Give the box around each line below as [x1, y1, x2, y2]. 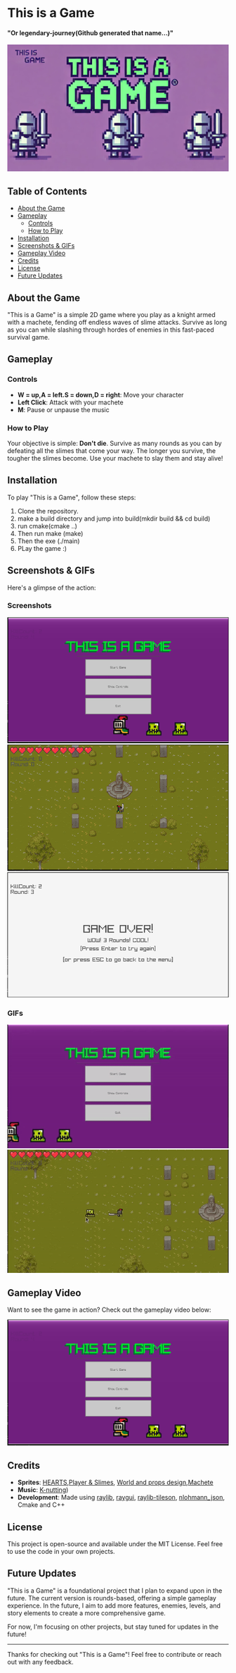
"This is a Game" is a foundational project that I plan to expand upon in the [7, 1586, 223, 1595]
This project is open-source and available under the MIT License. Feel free [7, 1540, 223, 1548]
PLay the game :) [17, 544, 67, 552]
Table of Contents [7, 185, 88, 197]
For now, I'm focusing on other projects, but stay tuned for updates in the [7, 1622, 219, 1631]
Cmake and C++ [17, 1500, 65, 1509]
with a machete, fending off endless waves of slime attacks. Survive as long [7, 318, 227, 326]
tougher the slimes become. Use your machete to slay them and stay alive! [7, 454, 223, 462]
